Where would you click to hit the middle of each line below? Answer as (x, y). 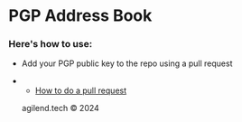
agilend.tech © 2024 (60, 108)
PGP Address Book (80, 16)
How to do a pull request (81, 90)
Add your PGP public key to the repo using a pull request (127, 63)
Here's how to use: (51, 44)
